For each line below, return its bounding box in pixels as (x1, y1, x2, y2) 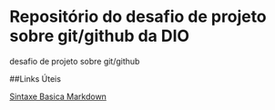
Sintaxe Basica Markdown (9, 91, 107, 102)
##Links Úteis (9, 73, 62, 84)
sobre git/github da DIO (9, 25, 189, 46)
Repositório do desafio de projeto (9, 6, 267, 27)
